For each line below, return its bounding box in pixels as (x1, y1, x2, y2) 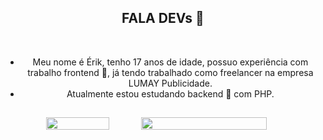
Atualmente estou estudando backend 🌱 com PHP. (66, 87, 275, 100)
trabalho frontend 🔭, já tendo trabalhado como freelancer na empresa (27, 66, 314, 78)
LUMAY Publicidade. (128, 77, 213, 89)
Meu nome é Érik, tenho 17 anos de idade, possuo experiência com (32, 56, 309, 68)
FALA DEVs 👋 (121, 10, 205, 27)
